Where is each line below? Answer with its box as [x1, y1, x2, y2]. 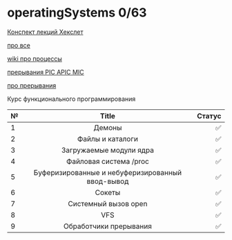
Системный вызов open [68, 199, 148, 208]
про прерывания [7, 81, 57, 89]
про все [7, 41, 31, 49]
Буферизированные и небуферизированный [33, 167, 182, 177]
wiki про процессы [7, 54, 62, 63]
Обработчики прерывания [63, 221, 152, 231]
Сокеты [95, 187, 121, 197]
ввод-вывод [86, 176, 129, 186]
